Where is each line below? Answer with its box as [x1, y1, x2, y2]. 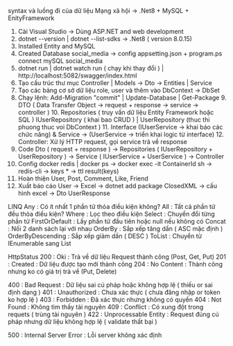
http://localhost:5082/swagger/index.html [17, 71, 137, 80]
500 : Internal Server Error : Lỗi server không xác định [8, 331, 162, 339]
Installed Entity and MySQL [17, 42, 96, 50]
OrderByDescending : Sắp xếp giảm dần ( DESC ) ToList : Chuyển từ [8, 232, 202, 240]
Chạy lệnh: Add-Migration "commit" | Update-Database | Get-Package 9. [17, 93, 227, 102]
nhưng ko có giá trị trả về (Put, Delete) [8, 267, 117, 275]
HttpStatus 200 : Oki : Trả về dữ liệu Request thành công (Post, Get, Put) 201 [8, 253, 226, 261]
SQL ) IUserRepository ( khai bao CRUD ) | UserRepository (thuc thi [17, 116, 210, 124]
